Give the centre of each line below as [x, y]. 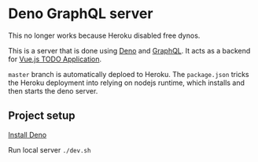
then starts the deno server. [53, 90]
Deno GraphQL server [81, 14]
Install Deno [28, 134]
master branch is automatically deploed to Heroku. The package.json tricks [129, 74]
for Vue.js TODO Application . [55, 59]
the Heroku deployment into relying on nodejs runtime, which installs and [127, 83]
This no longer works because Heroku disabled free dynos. [104, 35]
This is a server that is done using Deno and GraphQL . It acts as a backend [129, 50]
